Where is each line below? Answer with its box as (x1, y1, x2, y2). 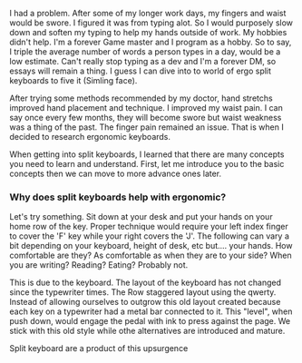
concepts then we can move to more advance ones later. (9, 168, 222, 179)
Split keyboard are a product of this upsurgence (9, 343, 189, 354)
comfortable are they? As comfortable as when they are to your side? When (9, 250, 292, 261)
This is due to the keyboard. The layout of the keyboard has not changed (9, 277, 281, 289)
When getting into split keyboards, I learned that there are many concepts (9, 149, 285, 160)
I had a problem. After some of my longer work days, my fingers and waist (9, 8, 287, 18)
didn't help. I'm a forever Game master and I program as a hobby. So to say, (9, 36, 292, 47)
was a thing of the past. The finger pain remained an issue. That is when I (9, 122, 284, 132)
